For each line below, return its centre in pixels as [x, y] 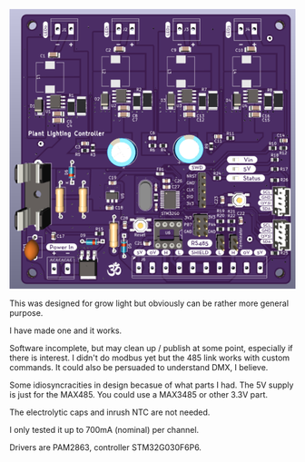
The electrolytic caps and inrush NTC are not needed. [110, 412]
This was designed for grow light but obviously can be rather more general [149, 303]
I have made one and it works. [66, 330]
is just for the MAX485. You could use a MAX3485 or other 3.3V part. [139, 394]
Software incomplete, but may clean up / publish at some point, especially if [151, 348]
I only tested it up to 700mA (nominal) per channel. [104, 429]
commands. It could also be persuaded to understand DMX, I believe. [139, 367]
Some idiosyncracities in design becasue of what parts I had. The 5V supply [152, 385]
